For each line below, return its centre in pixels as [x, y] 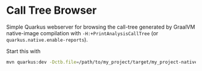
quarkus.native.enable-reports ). [47, 39]
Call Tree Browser [52, 10]
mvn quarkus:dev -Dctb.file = [43, 62]
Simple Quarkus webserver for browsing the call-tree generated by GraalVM [101, 27]
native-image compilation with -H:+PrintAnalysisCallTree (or [82, 33]
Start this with [23, 51]
